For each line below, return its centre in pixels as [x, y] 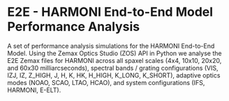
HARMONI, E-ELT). [34, 90]
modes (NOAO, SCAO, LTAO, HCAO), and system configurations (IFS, [106, 82]
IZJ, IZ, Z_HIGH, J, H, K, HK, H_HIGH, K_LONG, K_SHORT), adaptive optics [114, 75]
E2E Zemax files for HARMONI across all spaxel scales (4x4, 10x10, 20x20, [114, 60]
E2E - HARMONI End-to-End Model [110, 12]
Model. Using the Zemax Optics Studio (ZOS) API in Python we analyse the [114, 53]
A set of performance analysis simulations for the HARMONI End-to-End [111, 46]
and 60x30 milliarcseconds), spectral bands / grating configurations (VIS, [113, 68]
